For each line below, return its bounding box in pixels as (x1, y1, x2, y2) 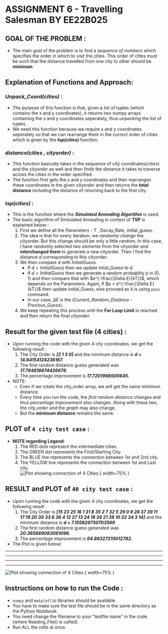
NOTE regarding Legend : (12, 438, 65, 444)
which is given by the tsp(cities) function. (12, 137, 99, 143)
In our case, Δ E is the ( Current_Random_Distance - (27, 297, 132, 303)
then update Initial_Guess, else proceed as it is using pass (42, 286, 160, 292)
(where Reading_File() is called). (12, 618, 79, 624)
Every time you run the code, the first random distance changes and (19, 394, 161, 400)
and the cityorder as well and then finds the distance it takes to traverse (12, 166, 160, 172)
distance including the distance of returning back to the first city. (12, 187, 147, 193)
